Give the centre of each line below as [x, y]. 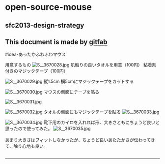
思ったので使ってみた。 [29, 129]
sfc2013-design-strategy [45, 25]
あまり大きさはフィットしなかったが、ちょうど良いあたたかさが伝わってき [80, 140]
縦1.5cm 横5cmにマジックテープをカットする [89, 82]
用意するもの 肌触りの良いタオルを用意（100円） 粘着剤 [81, 65]
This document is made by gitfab [56, 42]
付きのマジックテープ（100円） [37, 71]
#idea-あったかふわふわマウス [36, 54]
